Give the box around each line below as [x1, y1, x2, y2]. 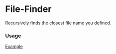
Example [5, 44, 23, 50]
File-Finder [5, 3, 52, 15]
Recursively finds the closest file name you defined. [5, 20, 112, 26]
